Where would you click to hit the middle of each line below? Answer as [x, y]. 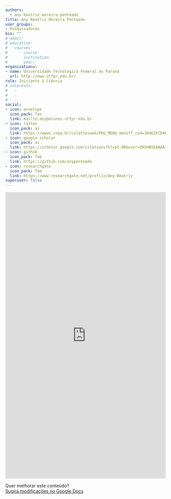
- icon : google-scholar [31, 138]
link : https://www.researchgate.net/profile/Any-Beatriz [72, 176]
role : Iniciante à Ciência [34, 81]
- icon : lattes [21, 123]
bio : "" [13, 34]
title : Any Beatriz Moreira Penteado [45, 19]
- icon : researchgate [28, 166]
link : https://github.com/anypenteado [51, 161]
